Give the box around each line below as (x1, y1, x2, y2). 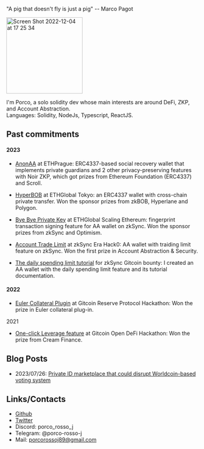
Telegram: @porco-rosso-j (15, 429, 82, 437)
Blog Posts (6, 354, 48, 364)
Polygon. (15, 204, 38, 211)
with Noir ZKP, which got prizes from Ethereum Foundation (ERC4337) (15, 173, 192, 180)
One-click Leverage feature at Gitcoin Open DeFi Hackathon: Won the (15, 329, 191, 337)
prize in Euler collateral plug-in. (15, 306, 94, 313)
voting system (15, 376, 51, 384)
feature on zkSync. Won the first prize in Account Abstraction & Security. (15, 247, 199, 254)
